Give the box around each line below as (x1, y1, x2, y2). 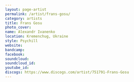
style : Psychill (5, 39, 38, 43)
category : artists (5, 16, 42, 21)
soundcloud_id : (5, 61, 36, 66)
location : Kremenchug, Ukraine (5, 34, 68, 39)
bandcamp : (5, 47, 25, 52)
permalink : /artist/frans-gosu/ (5, 12, 70, 16)
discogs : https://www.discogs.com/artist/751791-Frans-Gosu (5, 70, 130, 75)
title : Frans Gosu (5, 20, 42, 26)
